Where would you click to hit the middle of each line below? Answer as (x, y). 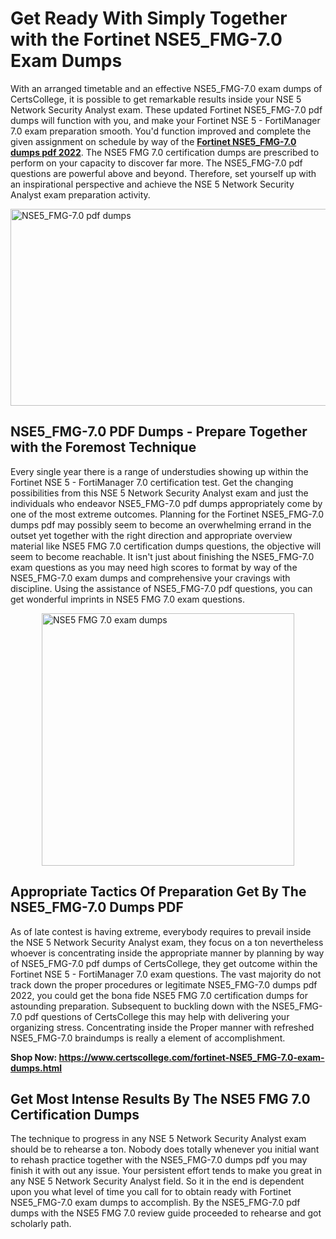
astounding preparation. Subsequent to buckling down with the (140, 1006)
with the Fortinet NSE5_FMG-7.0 (146, 39)
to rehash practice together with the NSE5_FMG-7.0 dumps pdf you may (159, 1160)
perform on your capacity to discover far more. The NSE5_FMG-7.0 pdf (156, 163)
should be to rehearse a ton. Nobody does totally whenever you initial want (165, 1149)
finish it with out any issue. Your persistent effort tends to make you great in (166, 1171)
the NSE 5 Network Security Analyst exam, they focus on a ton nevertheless (167, 942)
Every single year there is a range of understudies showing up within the (159, 471)
